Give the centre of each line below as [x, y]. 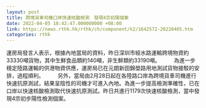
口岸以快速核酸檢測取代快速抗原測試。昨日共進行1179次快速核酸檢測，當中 [100, 91]
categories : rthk [29, 35]
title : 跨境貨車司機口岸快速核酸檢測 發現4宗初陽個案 [67, 18]
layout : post [23, 12]
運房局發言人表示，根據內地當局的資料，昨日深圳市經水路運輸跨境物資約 [97, 53]
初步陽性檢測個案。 [45, 99]
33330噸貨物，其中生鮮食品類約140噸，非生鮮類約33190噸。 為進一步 [101, 60]
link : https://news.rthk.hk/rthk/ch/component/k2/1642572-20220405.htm [100, 29]
